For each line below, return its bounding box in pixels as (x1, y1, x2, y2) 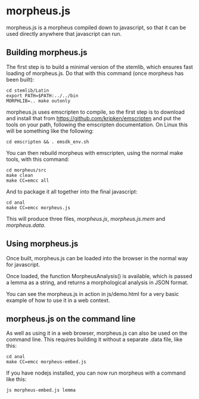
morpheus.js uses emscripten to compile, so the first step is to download (6, 108, 185, 116)
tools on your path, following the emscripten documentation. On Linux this (6, 121, 188, 128)
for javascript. (6, 261, 41, 268)
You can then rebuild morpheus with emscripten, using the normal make (6, 149, 184, 156)
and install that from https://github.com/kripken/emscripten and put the (6, 114, 181, 121)
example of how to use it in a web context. (6, 297, 110, 304)
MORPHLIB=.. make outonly (6, 98, 70, 104)
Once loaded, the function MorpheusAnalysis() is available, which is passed (6, 272, 192, 279)
